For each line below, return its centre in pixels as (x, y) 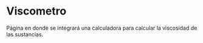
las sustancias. (25, 34)
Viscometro (36, 11)
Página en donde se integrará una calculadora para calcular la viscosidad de (102, 28)
